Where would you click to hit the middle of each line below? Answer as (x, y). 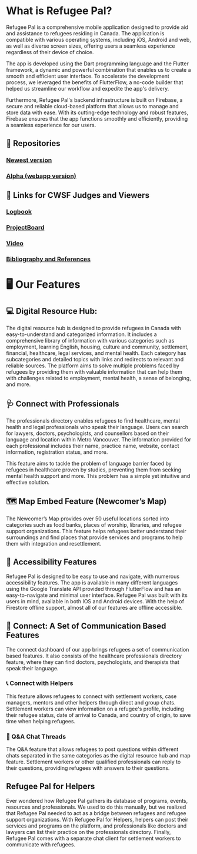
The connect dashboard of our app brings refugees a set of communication (98, 649)
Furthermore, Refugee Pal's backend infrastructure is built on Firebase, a (94, 100)
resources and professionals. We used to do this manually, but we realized (96, 807)
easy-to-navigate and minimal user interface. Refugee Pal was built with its (97, 595)
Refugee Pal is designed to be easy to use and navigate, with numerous (93, 576)
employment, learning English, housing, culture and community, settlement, (98, 347)
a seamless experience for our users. (51, 125)
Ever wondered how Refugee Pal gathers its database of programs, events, (97, 800)
